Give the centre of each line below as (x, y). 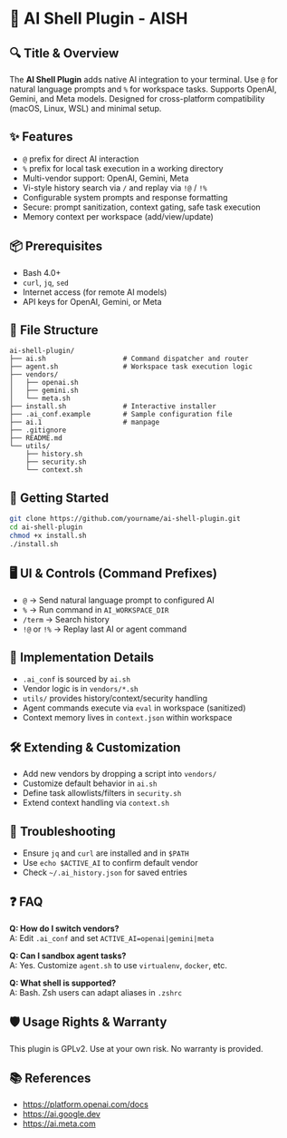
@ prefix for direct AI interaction (81, 159)
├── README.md (36, 438)
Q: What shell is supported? (63, 983)
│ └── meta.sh (40, 398)
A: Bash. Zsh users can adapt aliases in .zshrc (96, 992)
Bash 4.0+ (42, 272)
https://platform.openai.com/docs (86, 1104)
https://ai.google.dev (62, 1114)
